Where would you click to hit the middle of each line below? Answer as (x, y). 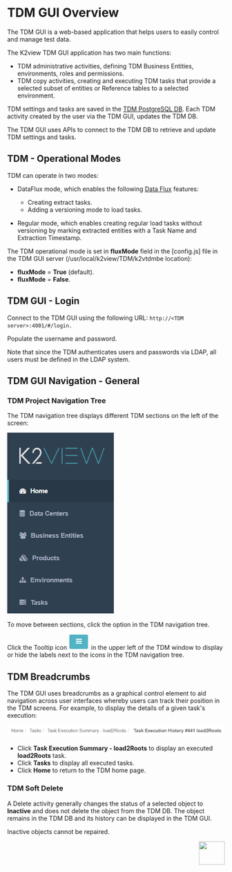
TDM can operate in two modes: (53, 175)
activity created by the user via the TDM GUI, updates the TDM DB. (103, 116)
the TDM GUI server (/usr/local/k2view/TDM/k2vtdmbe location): (99, 258)
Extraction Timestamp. (49, 237)
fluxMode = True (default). (56, 272)
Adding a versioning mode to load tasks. (85, 210)
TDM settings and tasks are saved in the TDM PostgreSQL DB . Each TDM (112, 109)
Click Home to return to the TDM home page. (81, 770)
